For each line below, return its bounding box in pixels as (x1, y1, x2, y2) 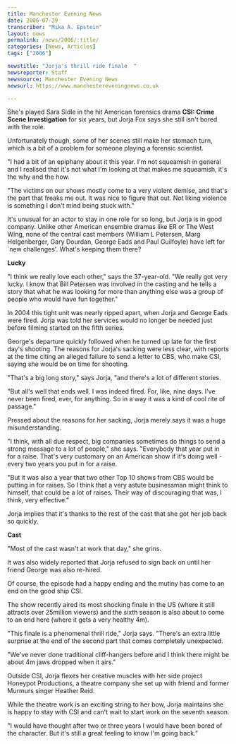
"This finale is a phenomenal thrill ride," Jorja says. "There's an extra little (7, 630, 221, 638)
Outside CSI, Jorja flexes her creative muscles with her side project (7, 672, 203, 680)
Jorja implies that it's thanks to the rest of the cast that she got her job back (7, 509, 228, 518)
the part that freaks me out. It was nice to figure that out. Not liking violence (7, 194, 228, 202)
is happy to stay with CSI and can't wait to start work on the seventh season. (7, 708, 230, 716)
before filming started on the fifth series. (7, 324, 125, 332)
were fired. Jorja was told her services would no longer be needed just (7, 316, 213, 325)
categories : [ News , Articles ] (7, 43, 97, 50)
